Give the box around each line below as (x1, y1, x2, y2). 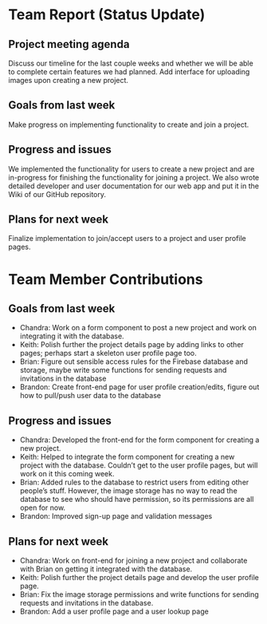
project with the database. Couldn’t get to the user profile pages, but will (19, 460, 258, 470)
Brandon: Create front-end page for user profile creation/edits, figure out (19, 382, 260, 392)
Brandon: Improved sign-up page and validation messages (19, 511, 213, 521)
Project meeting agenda (8, 38, 130, 51)
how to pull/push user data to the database (19, 391, 162, 401)
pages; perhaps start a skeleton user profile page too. (19, 349, 197, 358)
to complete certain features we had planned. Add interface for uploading (8, 67, 250, 77)
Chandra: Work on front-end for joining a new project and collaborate (19, 556, 248, 566)
